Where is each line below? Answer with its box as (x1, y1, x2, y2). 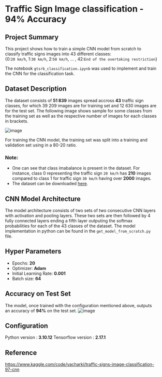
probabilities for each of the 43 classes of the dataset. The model (5, 223, 135, 229)
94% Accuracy (5, 14, 67, 25)
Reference (5, 348, 37, 357)
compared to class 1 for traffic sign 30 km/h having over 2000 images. (12, 175, 151, 181)
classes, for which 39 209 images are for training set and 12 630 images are (5, 103, 157, 109)
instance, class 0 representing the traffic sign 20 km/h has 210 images (12, 171, 151, 176)
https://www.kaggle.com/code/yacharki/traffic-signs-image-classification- (5, 361, 155, 367)
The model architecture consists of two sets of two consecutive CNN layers (5, 207, 156, 213)
